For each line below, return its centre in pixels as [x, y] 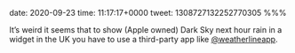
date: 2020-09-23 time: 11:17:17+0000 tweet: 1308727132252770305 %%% [148, 13]
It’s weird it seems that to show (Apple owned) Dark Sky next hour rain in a [146, 30]
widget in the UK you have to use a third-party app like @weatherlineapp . [144, 39]
